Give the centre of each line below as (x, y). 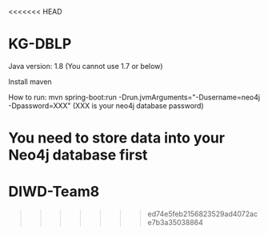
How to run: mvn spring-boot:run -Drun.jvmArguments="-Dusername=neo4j (134, 97)
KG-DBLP (40, 44)
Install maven (30, 81)
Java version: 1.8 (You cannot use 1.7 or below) (86, 66)
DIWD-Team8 (54, 192)
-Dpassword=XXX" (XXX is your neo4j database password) (106, 105)
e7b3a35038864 (176, 223)
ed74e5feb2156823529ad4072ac (203, 214)
